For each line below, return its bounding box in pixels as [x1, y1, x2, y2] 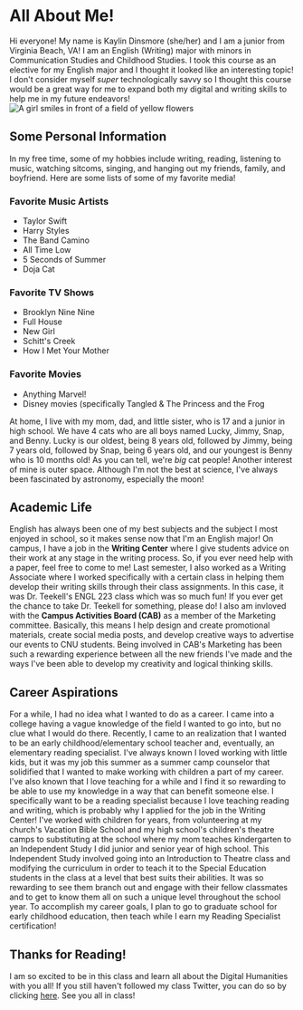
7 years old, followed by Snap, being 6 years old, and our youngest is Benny [9, 445, 293, 456]
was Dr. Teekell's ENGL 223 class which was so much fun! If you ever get [9, 591, 283, 602]
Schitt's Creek [22, 336, 76, 347]
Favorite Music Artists [9, 195, 109, 207]
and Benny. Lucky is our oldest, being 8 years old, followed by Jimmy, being [9, 435, 293, 446]
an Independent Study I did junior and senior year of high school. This [9, 843, 270, 854]
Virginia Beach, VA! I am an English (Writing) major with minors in [9, 44, 251, 55]
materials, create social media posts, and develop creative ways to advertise [9, 630, 294, 640]
